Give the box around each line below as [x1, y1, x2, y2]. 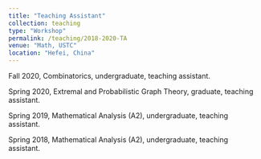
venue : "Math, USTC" [8, 42, 78, 50]
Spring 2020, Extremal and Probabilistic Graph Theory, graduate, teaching [8, 87, 254, 96]
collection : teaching [8, 19, 81, 27]
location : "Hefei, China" [8, 49, 95, 57]
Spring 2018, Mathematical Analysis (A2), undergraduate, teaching [8, 135, 229, 145]
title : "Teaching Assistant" [8, 11, 106, 20]
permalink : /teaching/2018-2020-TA [8, 34, 128, 43]
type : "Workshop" [8, 26, 67, 35]
